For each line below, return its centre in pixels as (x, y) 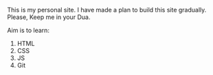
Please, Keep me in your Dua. (49, 17)
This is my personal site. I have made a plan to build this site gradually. (107, 10)
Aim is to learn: (29, 30)
